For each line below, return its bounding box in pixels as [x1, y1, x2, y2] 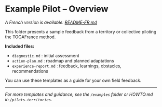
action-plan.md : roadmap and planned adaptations [12, 58, 114, 63]
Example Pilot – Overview [5, 3, 108, 15]
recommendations [12, 68, 48, 74]
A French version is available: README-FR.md [5, 19, 97, 25]
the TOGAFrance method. [5, 34, 56, 40]
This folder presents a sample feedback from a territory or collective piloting [5, 29, 157, 34]
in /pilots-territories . [5, 96, 52, 102]
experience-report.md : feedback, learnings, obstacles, [12, 63, 121, 69]
